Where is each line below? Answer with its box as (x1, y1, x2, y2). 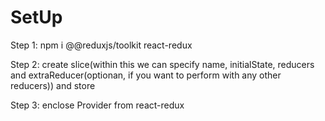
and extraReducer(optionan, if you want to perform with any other (10, 69, 282, 81)
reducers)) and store (10, 79, 96, 91)
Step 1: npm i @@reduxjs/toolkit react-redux (10, 39, 193, 51)
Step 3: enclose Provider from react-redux (10, 99, 185, 111)
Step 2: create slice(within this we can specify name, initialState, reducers (10, 58, 315, 70)
